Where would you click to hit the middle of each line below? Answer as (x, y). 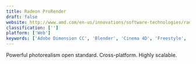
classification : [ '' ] (32, 28)
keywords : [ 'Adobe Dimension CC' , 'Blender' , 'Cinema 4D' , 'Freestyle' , (96, 38)
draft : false (22, 17)
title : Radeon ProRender (36, 11)
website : (17, 22)
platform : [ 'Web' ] (28, 33)
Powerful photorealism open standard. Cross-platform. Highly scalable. (92, 55)
